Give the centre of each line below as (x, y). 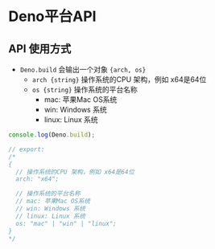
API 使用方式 (40, 49)
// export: (27, 149)
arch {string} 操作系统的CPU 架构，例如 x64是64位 (119, 80)
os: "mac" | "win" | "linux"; (66, 223)
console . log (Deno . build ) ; (52, 135)
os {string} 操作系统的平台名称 (85, 90)
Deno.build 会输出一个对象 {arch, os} (83, 69)
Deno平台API (52, 16)
